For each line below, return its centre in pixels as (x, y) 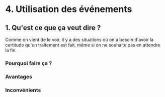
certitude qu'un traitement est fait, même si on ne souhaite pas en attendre (83, 45)
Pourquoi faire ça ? (29, 63)
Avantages (19, 76)
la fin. (11, 50)
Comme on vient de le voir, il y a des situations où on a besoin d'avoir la (79, 39)
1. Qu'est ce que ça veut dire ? (53, 28)
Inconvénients (23, 90)
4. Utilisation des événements (69, 9)
